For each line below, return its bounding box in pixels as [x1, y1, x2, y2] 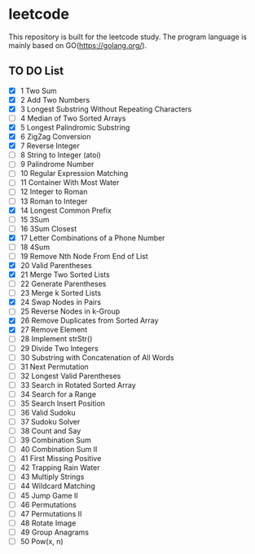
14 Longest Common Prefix [20, 205, 112, 215]
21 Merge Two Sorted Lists [20, 270, 110, 279]
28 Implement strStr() [20, 334, 93, 344]
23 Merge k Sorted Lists [20, 288, 102, 298]
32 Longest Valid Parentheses [20, 371, 121, 380]
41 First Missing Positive [20, 454, 102, 464]
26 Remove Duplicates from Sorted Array [20, 315, 159, 326]
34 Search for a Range [20, 389, 96, 399]
